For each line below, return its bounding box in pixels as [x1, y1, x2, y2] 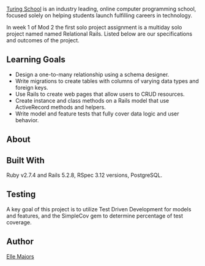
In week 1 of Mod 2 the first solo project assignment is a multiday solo [6, 24, 182, 31]
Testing [6, 189, 36, 200]
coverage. [6, 218, 32, 226]
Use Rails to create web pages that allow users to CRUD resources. [15, 90, 185, 98]
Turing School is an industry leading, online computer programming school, [6, 6, 196, 12]
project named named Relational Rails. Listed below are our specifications [6, 30, 193, 37]
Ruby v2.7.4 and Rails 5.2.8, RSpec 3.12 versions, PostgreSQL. [6, 171, 163, 179]
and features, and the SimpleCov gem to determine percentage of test [6, 212, 184, 219]
